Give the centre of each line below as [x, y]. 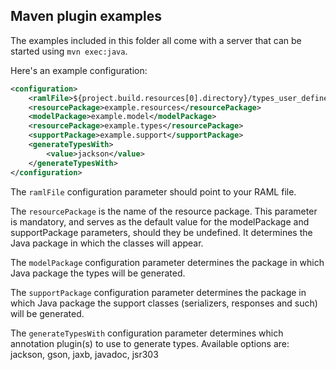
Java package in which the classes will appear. [107, 243]
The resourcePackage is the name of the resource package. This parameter [164, 211]
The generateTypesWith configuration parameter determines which [147, 333]
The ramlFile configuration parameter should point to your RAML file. [153, 191]
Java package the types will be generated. [98, 273]
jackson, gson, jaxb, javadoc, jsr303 [84, 354]
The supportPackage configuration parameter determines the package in [158, 292]
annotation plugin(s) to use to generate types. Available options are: [150, 343]
